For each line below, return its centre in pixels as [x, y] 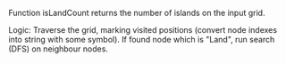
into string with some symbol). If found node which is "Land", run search [142, 39]
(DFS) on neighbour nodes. [59, 49]
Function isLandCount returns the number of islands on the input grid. [137, 13]
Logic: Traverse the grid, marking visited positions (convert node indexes [143, 30]
